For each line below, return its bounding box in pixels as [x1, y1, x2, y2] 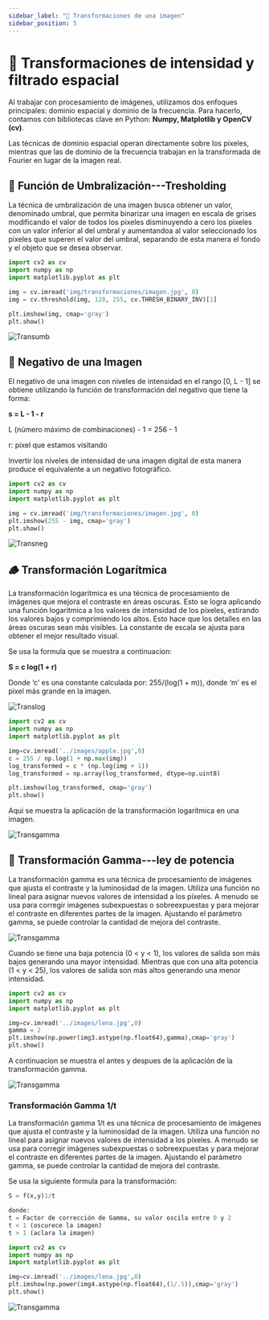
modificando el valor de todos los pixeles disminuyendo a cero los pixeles [8, 218, 253, 227]
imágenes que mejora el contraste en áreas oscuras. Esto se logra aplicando [8, 597, 262, 607]
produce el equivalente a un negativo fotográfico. [8, 464, 172, 474]
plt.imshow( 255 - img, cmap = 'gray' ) [8, 517, 131, 525]
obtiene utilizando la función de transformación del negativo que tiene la [8, 385, 248, 394]
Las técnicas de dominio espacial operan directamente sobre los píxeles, [8, 138, 250, 149]
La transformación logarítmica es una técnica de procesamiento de [8, 588, 230, 599]
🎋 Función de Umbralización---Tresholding [8, 178, 226, 193]
